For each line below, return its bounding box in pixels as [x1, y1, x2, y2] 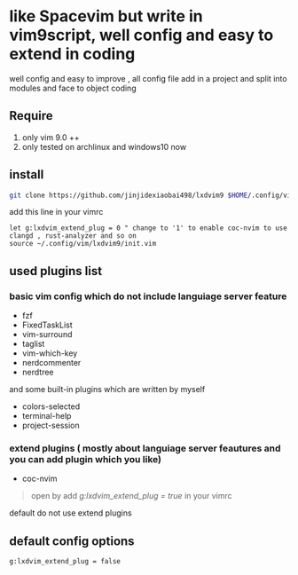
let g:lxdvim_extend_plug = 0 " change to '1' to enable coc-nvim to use [9, 224, 288, 232]
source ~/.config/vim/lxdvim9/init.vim [9, 240, 157, 248]
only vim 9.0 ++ [21, 131, 80, 143]
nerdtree [21, 366, 54, 378]
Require [9, 108, 53, 123]
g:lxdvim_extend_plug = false [9, 557, 122, 566]
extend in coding [9, 44, 136, 64]
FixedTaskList [21, 319, 73, 330]
